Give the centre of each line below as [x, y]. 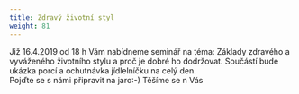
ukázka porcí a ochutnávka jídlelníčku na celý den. [103, 70]
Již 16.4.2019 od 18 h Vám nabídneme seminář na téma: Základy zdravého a [149, 51]
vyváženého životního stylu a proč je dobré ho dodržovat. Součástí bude [144, 61]
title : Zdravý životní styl [62, 17]
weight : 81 [30, 26]
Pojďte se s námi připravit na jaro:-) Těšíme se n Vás [106, 80]
